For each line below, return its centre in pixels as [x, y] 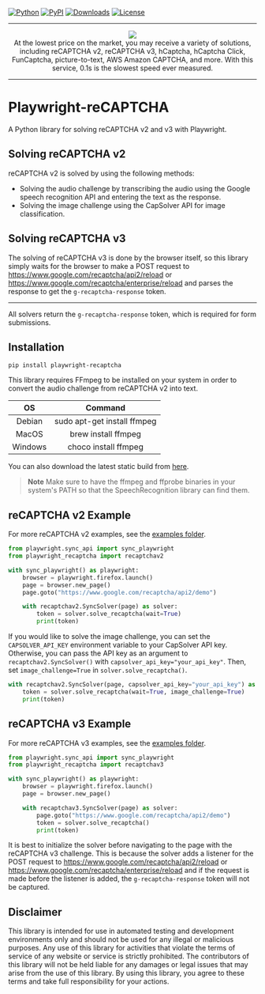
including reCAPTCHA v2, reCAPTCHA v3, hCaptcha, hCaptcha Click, [132, 51]
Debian [30, 421]
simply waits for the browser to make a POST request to [99, 266]
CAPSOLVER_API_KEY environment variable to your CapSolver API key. [118, 645]
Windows [30, 447]
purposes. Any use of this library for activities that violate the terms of [122, 948]
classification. [42, 214]
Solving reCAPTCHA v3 [67, 238]
